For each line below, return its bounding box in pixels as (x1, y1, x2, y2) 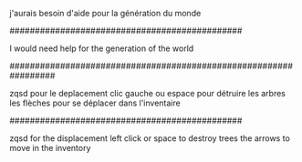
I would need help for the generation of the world (9, 43, 194, 54)
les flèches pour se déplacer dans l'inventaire (9, 97, 181, 108)
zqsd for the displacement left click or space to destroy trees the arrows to (9, 133, 290, 144)
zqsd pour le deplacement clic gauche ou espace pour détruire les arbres (9, 88, 286, 98)
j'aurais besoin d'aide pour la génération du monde (9, 8, 202, 18)
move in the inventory (9, 143, 91, 153)
